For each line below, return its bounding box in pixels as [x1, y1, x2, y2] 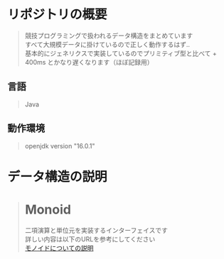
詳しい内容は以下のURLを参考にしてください [24, 235, 156, 243]
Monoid [24, 202, 71, 217]
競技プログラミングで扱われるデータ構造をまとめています [24, 31, 193, 40]
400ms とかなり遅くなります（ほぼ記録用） [24, 57, 154, 66]
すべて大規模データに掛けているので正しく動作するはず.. [24, 40, 191, 48]
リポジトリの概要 [7, 6, 108, 23]
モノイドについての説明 [24, 243, 94, 252]
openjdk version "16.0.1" [24, 141, 95, 150]
